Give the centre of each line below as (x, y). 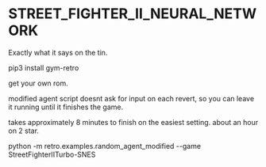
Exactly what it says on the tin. (58, 52)
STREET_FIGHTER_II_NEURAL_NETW (133, 14)
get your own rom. (39, 83)
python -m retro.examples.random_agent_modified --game (104, 146)
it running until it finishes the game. (66, 107)
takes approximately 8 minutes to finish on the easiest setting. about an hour (133, 122)
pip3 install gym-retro (44, 67)
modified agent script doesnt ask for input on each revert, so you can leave (131, 98)
